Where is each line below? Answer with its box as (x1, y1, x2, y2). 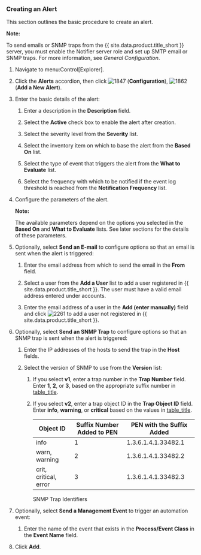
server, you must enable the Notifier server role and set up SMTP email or (6, 48, 188, 55)
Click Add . (14, 543, 41, 550)
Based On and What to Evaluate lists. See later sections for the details (14, 225, 189, 233)
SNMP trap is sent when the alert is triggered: (14, 334, 127, 342)
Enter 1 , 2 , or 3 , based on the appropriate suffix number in (32, 382, 176, 390)
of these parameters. (14, 232, 67, 239)
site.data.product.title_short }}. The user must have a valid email (23, 286, 182, 293)
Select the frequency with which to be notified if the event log (23, 178, 176, 185)
